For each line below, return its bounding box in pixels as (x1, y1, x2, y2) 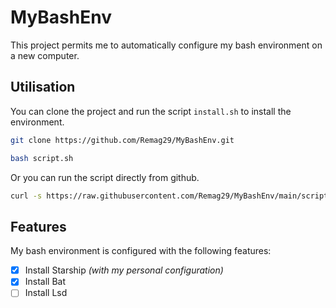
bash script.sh (10, 153, 74, 163)
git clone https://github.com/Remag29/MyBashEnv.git (10, 135, 235, 145)
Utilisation (10, 79, 76, 96)
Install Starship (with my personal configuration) (24, 264, 224, 276)
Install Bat (24, 276, 67, 288)
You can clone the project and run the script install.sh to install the (10, 105, 292, 117)
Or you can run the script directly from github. (10, 171, 200, 183)
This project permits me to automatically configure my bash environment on (10, 39, 323, 51)
